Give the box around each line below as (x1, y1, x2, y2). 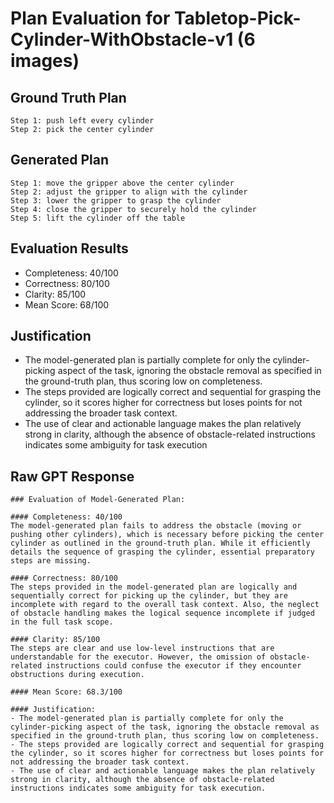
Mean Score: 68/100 (24, 298, 110, 311)
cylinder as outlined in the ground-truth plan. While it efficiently (10, 538, 311, 549)
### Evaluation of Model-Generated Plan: (10, 495, 186, 505)
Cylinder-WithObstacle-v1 (10, 28, 234, 51)
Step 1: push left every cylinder (10, 116, 155, 126)
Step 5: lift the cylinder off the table (10, 213, 186, 223)
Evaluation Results (10, 240, 129, 257)
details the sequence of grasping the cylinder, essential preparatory (10, 547, 315, 557)
